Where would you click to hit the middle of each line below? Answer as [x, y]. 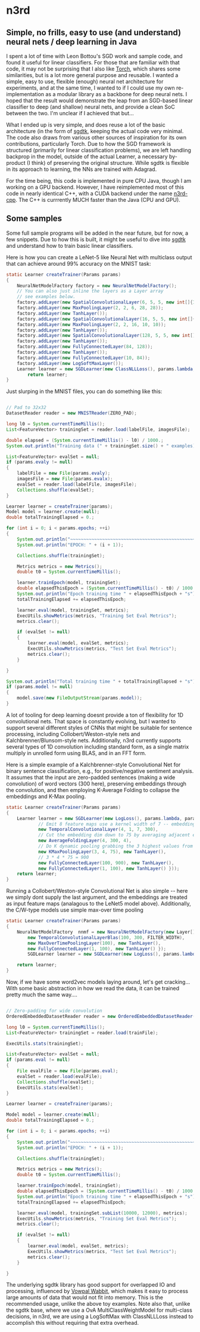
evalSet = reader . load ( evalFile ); [60, 1076]
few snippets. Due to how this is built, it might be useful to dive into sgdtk [96, 239]
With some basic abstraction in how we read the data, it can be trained [93, 989]
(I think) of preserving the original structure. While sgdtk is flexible [108, 163]
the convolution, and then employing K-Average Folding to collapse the [93, 790]
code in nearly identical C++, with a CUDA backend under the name [89, 194]
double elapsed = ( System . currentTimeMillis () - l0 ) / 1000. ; [85, 440]
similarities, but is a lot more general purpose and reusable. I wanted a [92, 75]
